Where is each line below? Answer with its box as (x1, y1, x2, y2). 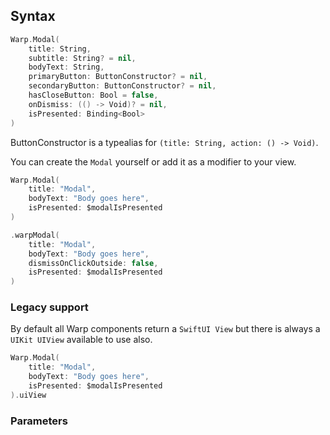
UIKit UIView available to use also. (10, 334, 153, 346)
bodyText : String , (28, 62, 105, 73)
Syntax (10, 8, 56, 25)
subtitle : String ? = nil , (28, 53, 137, 63)
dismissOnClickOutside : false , (28, 258, 159, 268)
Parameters (10, 414, 68, 428)
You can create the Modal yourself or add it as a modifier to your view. (10, 155, 297, 168)
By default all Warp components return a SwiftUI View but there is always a (10, 323, 321, 335)
